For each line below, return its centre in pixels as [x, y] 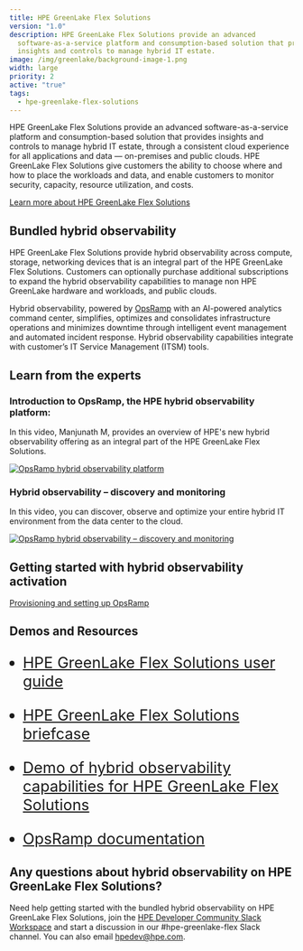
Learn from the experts [75, 375]
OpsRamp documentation [114, 839]
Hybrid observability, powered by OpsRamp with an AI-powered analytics [146, 309]
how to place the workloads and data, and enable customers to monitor [142, 175]
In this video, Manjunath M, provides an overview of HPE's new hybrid [140, 432]
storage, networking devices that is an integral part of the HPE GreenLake [146, 262]
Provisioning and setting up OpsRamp [79, 602]
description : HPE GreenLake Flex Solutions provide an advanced [133, 34]
